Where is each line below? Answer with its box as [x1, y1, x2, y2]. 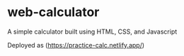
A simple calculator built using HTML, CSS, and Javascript [7, 27, 178, 36]
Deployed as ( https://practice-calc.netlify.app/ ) [7, 41, 145, 49]
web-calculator [7, 4, 100, 20]
